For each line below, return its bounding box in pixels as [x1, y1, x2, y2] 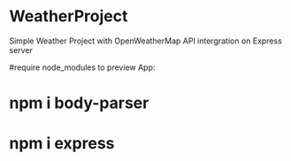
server [9, 44, 34, 55]
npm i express [9, 134, 115, 154]
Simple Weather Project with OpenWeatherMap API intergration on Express [9, 35, 283, 46]
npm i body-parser [9, 93, 149, 113]
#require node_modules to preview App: [9, 62, 156, 73]
